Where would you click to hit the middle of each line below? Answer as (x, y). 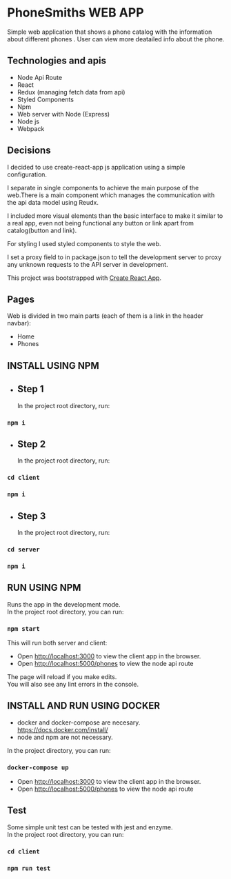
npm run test (29, 868)
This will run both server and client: (57, 643)
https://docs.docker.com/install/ (62, 729)
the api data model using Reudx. (53, 202)
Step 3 (31, 516)
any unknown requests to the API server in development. (88, 264)
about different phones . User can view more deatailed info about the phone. (116, 39)
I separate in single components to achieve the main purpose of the (103, 188)
